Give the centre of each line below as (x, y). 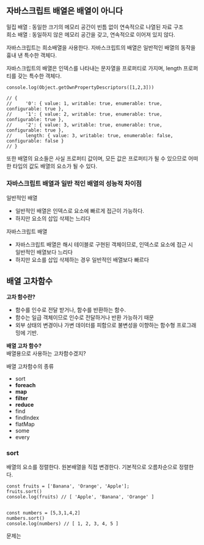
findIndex (27, 417)
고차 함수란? (21, 297)
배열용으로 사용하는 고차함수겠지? (46, 353)
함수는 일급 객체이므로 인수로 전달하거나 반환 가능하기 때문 (85, 317)
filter (22, 398)
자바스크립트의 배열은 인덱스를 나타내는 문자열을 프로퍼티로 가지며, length (94, 68)
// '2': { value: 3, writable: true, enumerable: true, (85, 125)
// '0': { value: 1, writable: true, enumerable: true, (85, 103)
